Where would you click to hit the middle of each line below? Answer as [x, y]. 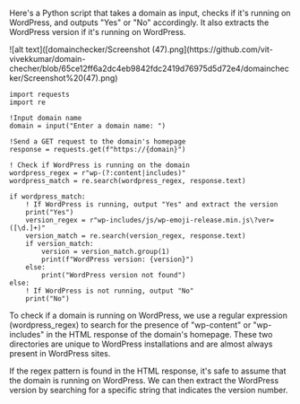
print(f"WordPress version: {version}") [118, 259]
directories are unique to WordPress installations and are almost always [141, 344]
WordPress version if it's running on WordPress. [98, 32]
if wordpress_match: [48, 197]
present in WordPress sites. [60, 353]
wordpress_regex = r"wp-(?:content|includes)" [98, 173]
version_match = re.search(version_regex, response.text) [136, 236]
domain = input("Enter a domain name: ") [88, 126]
